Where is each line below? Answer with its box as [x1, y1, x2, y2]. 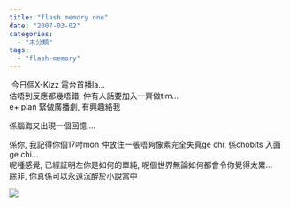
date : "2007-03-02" [9, 21, 81, 30]
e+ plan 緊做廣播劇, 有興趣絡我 [9, 102, 121, 111]
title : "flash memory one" [9, 12, 109, 22]
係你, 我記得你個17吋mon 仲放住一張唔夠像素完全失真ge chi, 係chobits [9, 139, 263, 149]
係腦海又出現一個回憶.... [9, 120, 96, 131]
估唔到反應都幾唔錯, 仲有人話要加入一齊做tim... [9, 90, 179, 101]
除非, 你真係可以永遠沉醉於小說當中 [9, 171, 138, 181]
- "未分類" [17, 37, 53, 47]
